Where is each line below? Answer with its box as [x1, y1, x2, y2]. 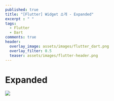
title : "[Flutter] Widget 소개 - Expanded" [5, 12, 94, 17]
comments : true [5, 35, 37, 40]
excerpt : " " [5, 16, 35, 21]
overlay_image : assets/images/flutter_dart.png [9, 44, 110, 49]
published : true [5, 7, 38, 12]
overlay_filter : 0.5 [9, 48, 52, 53]
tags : [5, 21, 16, 26]
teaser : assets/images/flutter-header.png [9, 53, 98, 58]
